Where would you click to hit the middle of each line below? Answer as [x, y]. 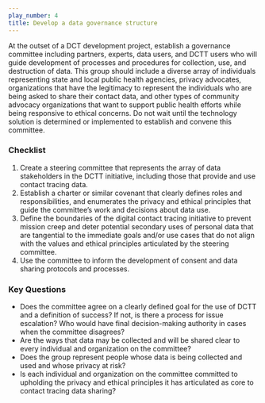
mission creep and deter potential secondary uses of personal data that [136, 226]
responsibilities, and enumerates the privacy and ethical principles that [135, 201]
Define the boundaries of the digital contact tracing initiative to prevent [135, 218]
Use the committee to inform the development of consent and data [129, 260]
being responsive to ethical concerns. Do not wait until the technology [123, 113]
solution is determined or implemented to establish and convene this [120, 121]
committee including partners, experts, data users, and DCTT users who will [133, 54]
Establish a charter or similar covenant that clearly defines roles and [131, 193]
